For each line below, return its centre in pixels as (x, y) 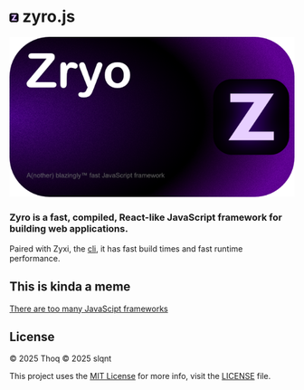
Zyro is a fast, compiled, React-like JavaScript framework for (146, 217)
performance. (35, 258)
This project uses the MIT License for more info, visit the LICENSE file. (140, 376)
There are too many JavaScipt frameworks (89, 309)
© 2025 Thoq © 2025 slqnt (61, 358)
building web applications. (69, 229)
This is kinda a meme (70, 287)
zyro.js (49, 17)
